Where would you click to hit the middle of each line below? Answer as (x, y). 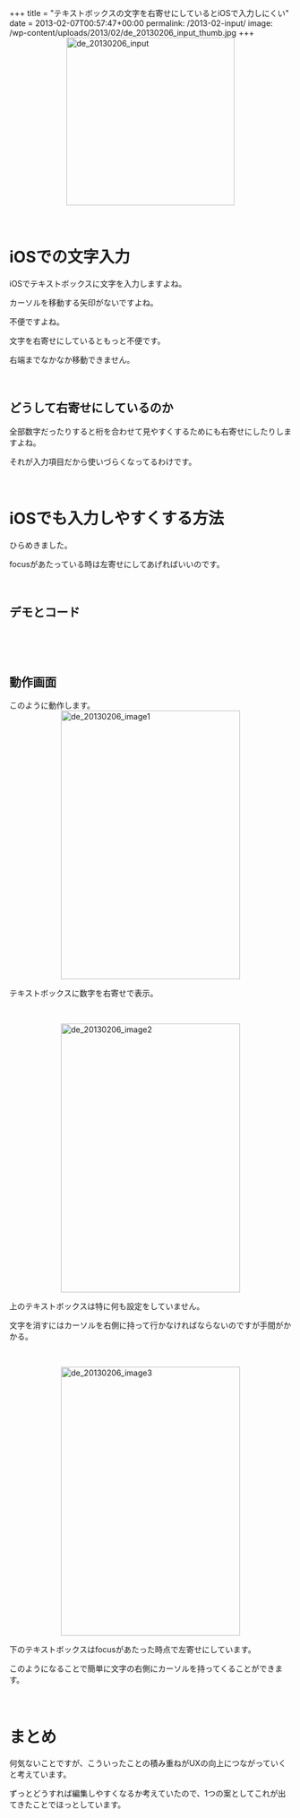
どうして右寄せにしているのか (91, 408)
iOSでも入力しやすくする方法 (117, 518)
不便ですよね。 (37, 322)
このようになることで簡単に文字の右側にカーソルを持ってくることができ (142, 1668)
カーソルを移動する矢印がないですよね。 (84, 302)
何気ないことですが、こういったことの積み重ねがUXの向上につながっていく (148, 1763)
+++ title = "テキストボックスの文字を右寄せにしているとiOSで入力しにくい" (149, 13)
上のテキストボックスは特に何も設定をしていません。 (107, 1306)
